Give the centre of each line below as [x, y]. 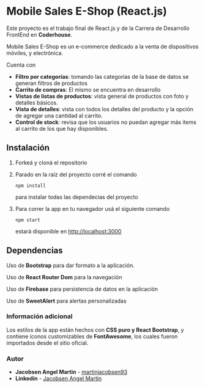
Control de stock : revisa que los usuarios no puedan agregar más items [106, 122]
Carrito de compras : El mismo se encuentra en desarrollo [88, 89]
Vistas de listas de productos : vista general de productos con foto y [102, 96]
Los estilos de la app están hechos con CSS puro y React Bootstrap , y [95, 330]
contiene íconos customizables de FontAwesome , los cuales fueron [92, 336]
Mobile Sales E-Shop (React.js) [87, 11]
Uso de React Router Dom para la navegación [64, 277]
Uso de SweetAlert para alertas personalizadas [66, 301]
